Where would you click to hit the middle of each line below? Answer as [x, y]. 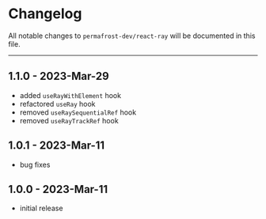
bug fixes [35, 164]
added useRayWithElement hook [70, 95]
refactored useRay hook [58, 104]
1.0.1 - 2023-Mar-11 [57, 146]
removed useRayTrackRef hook [69, 120]
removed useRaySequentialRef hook [78, 112]
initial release [41, 208]
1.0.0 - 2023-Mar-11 [58, 189]
